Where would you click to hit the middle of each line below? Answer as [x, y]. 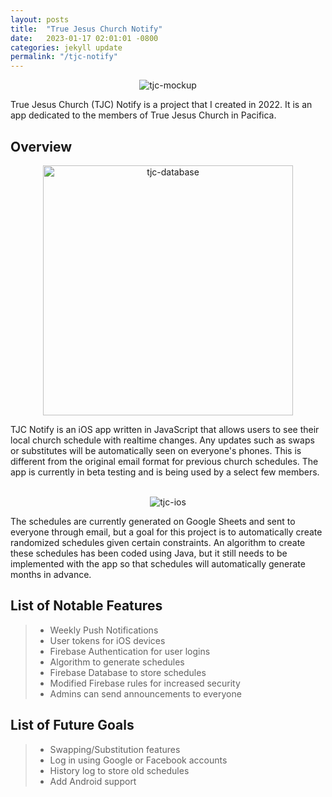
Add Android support [93, 781]
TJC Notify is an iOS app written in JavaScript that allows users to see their [165, 429]
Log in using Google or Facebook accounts [138, 760]
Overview [41, 146]
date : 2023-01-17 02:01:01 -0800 [84, 38]
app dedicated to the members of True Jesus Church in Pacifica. [143, 115]
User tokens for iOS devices [107, 640]
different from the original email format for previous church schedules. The [164, 461]
